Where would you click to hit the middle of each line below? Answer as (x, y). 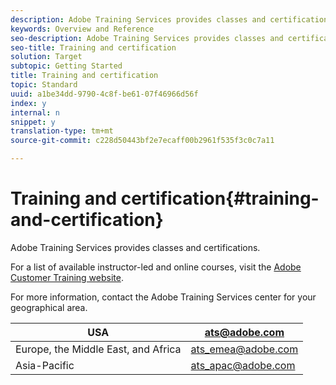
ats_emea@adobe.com (244, 349)
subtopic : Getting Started (66, 66)
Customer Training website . (67, 277)
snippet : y (33, 122)
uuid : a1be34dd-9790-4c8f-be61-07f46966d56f (104, 94)
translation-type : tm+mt (62, 131)
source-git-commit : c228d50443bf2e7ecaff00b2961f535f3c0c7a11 (142, 141)
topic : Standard (44, 85)
